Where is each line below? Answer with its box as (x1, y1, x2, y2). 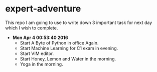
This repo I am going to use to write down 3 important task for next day (5, 19, 152, 25)
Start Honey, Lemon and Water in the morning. (20, 55, 116, 61)
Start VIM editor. (20, 50, 54, 56)
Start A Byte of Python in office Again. (20, 39, 99, 45)
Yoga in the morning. (20, 61, 64, 67)
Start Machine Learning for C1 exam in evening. (20, 45, 118, 51)
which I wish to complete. (5, 24, 58, 30)
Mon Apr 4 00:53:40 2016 (12, 34, 69, 40)
